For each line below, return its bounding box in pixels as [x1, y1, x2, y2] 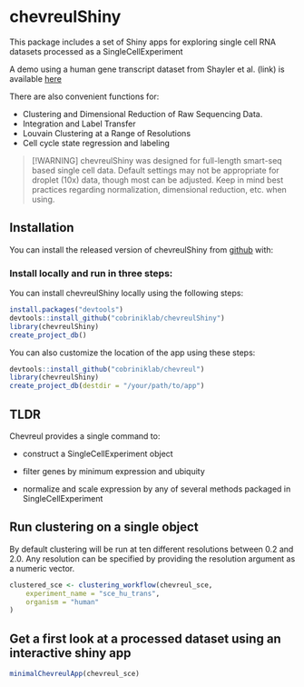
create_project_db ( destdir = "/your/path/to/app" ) [9, 382, 205, 391]
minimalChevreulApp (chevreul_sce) [9, 670, 141, 679]
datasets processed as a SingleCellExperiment [9, 45, 183, 56]
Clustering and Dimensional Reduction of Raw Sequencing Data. [22, 108, 263, 119]
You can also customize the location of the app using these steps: [9, 347, 256, 358]
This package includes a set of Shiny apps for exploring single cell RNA [9, 36, 277, 47]
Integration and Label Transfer [22, 118, 136, 129]
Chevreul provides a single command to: [9, 430, 161, 442]
